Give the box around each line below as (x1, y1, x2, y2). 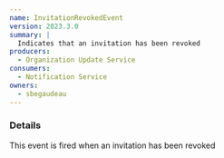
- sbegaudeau (17, 89, 67, 98)
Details (9, 119, 42, 132)
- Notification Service (17, 73, 107, 82)
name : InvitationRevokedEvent (9, 13, 124, 23)
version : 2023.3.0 (9, 22, 79, 31)
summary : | (9, 30, 51, 39)
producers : (9, 47, 51, 56)
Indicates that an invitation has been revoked (17, 38, 201, 48)
